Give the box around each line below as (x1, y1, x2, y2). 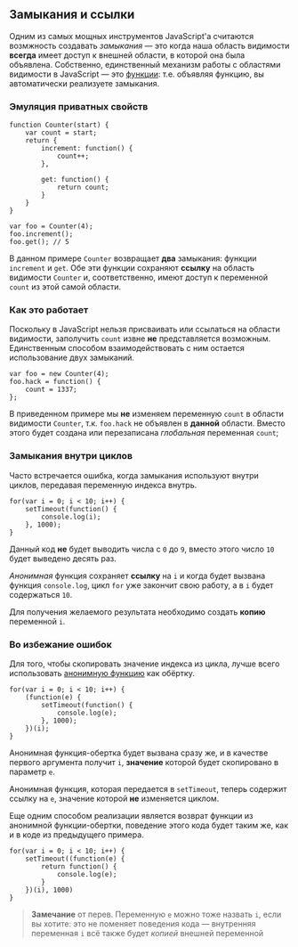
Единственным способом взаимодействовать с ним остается (9, 343, 245, 354)
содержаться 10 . (9, 589, 73, 600)
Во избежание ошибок (9, 638, 113, 650)
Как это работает (9, 304, 89, 316)
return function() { (41, 862, 117, 871)
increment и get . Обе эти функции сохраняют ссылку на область (9, 263, 255, 273)
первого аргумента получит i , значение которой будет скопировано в (9, 757, 278, 767)
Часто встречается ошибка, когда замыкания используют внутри (9, 469, 260, 480)
